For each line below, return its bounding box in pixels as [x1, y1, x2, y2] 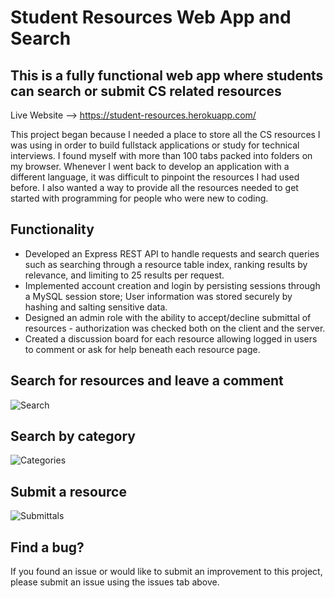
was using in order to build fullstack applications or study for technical [10, 139, 300, 151]
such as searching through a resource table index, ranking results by [24, 258, 308, 270]
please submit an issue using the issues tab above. [10, 576, 220, 588]
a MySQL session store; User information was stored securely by [24, 290, 293, 302]
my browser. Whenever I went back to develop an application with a [10, 161, 290, 172]
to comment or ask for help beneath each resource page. [24, 343, 261, 355]
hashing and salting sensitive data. [24, 301, 168, 313]
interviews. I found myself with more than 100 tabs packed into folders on [10, 150, 313, 161]
